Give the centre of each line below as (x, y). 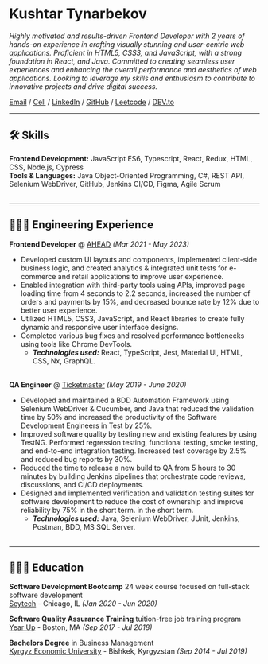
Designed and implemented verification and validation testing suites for (137, 493)
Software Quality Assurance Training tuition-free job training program (125, 619)
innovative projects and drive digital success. (84, 86)
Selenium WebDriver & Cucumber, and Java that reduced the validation (137, 408)
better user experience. (59, 310)
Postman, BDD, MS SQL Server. (84, 526)
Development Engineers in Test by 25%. (86, 425)
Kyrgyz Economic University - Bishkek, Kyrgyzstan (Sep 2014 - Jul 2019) (128, 651)
